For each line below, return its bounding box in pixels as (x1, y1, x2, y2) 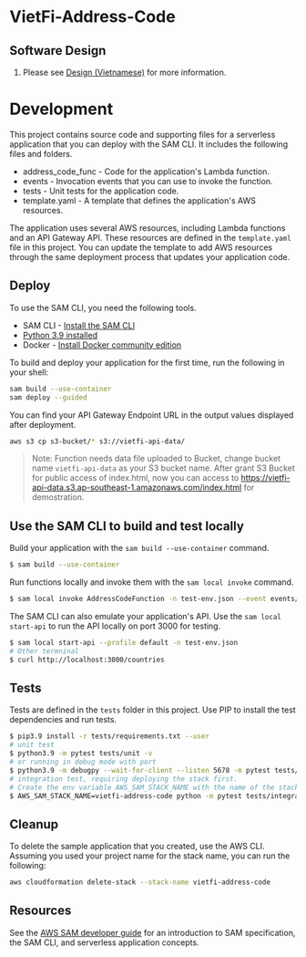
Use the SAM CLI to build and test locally (9, 518, 244, 534)
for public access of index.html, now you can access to (31, 473, 240, 484)
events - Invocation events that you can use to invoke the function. (22, 175, 273, 186)
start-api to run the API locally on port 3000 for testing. (9, 620, 221, 631)
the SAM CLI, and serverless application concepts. (9, 937, 199, 948)
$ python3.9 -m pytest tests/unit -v (9, 749, 153, 758)
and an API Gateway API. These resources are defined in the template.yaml (9, 232, 291, 243)
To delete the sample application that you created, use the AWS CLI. (9, 841, 266, 852)
